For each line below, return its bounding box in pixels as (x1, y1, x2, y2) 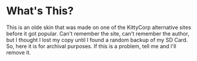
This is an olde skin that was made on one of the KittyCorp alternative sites (6, 24, 192, 31)
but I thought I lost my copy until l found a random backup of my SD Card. (6, 36, 188, 43)
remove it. (6, 49, 31, 56)
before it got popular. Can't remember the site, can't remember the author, (6, 30, 190, 37)
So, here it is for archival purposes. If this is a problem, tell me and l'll (6, 43, 177, 50)
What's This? (6, 4, 74, 18)
